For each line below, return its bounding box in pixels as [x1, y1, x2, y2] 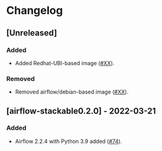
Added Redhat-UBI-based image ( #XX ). [15, 59, 115, 66]
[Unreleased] [6, 28, 58, 38]
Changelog [6, 4, 63, 18]
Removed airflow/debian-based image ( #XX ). [15, 88, 129, 95]
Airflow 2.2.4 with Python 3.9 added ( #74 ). [15, 137, 123, 145]
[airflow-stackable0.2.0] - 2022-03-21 [6, 106, 157, 116]
